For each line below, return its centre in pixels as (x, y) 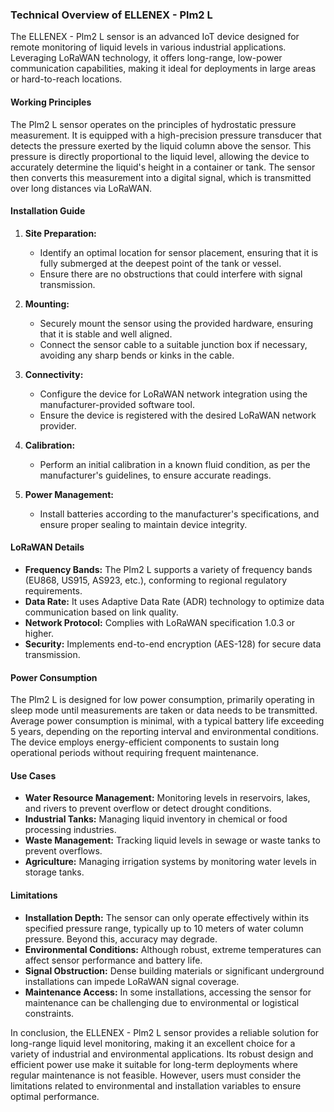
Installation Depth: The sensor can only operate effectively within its (167, 917)
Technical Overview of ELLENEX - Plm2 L (111, 15)
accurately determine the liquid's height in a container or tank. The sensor (163, 167)
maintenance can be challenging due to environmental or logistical (162, 1002)
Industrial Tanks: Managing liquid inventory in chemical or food (156, 819)
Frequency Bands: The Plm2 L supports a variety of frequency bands (168, 569)
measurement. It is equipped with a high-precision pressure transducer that (166, 135)
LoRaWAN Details (47, 547)
